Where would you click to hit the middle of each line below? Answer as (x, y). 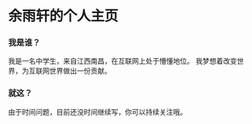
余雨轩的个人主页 (64, 16)
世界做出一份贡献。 (80, 71)
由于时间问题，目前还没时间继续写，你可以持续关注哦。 (97, 111)
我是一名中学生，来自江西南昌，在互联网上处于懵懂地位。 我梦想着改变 (122, 61)
